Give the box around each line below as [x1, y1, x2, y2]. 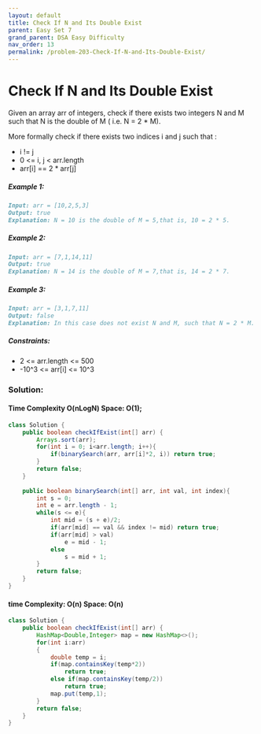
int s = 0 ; [36, 494, 72, 502]
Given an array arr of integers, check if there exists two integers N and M [8, 108, 245, 117]
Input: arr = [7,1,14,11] [8, 253, 93, 261]
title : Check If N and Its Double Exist [8, 19, 143, 27]
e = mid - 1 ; [64, 538, 108, 546]
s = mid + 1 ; [64, 553, 108, 561]
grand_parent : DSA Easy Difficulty [8, 33, 125, 42]
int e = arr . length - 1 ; [36, 502, 118, 510]
